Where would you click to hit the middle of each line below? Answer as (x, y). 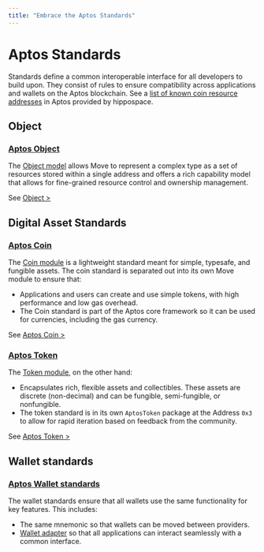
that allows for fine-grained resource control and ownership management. (128, 183)
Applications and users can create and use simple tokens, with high (129, 294)
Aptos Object (34, 148)
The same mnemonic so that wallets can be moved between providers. (134, 524)
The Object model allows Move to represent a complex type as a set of (123, 166)
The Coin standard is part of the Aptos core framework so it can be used (138, 311)
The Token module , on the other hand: (70, 372)
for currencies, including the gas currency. (89, 319)
